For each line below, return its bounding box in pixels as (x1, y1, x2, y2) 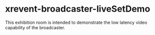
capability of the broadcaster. (5, 24, 65, 30)
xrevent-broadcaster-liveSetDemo (5, 3, 151, 15)
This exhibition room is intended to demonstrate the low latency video (5, 19, 148, 25)
